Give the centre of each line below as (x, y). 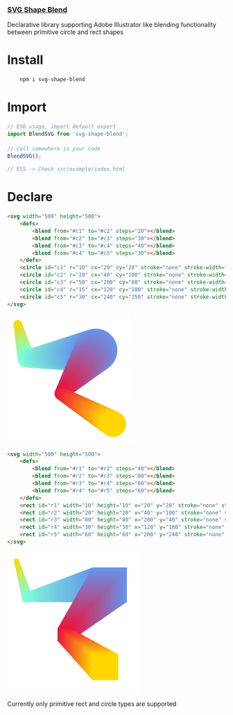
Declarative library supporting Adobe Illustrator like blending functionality (112, 25)
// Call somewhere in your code (54, 148)
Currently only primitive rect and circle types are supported (92, 704)
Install (25, 60)
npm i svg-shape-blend (52, 80)
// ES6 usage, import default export (62, 127)
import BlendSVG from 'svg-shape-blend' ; (68, 134)
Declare (30, 197)
